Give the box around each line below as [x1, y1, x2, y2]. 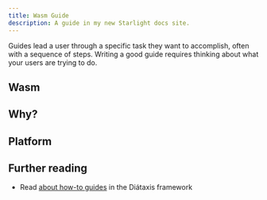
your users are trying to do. [8, 57, 98, 67]
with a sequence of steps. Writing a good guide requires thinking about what [8, 49, 259, 59]
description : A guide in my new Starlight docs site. [8, 19, 191, 27]
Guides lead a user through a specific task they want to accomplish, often [8, 40, 250, 50]
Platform [8, 134, 52, 148]
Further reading [8, 162, 87, 175]
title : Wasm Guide [8, 11, 69, 20]
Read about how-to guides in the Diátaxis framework [19, 183, 193, 192]
